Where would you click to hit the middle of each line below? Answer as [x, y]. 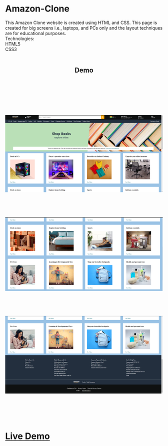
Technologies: [20, 39]
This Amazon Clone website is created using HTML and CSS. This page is [81, 23]
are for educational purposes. [36, 33]
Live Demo [27, 436]
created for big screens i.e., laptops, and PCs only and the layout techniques [84, 28]
